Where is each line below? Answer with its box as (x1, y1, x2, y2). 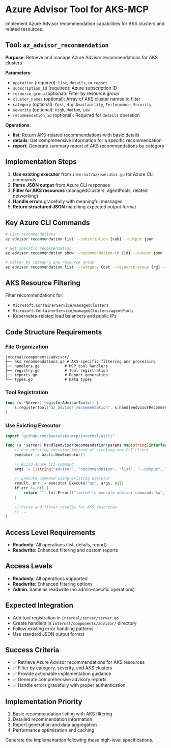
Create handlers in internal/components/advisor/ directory (12, 620, 137, 626)
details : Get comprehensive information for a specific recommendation (12, 137, 162, 143)
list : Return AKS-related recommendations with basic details (12, 132, 140, 138)
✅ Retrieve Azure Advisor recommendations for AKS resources (12, 659, 145, 665)
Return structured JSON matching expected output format (12, 203, 136, 210)
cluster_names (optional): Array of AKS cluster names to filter (12, 95, 141, 102)
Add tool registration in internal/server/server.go (12, 614, 119, 621)
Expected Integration (5, 601, 74, 610)
